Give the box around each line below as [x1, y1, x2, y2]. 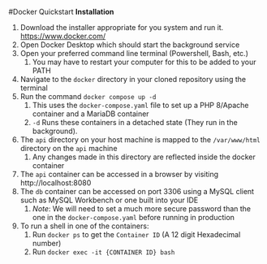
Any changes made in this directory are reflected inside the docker [32, 152, 256, 162]
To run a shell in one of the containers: [19, 221, 149, 231]
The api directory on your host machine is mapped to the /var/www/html [19, 135, 261, 145]
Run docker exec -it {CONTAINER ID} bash [32, 247, 175, 257]
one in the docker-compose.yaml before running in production [32, 213, 235, 222]
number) [32, 239, 62, 248]
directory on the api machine [19, 144, 118, 153]
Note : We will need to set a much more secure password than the [32, 204, 252, 214]
